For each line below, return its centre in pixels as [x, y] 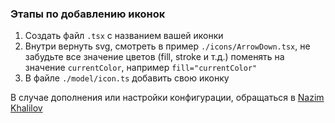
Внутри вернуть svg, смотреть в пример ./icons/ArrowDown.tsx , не [167, 46]
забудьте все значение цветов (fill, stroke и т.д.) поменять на [154, 57]
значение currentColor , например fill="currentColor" [141, 68]
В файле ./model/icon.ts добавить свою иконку [127, 78]
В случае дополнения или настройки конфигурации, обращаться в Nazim [167, 98]
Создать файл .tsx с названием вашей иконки [124, 36]
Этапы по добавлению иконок [88, 14]
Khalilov [26, 108]
